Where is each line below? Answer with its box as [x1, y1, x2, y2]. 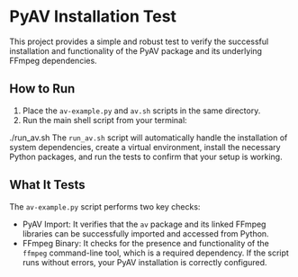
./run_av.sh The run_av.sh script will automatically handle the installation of [9, 132, 288, 143]
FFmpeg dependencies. [9, 55, 97, 66]
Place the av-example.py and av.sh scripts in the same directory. [22, 105, 261, 116]
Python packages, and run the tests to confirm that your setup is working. [9, 151, 283, 162]
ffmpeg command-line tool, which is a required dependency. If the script [22, 247, 290, 258]
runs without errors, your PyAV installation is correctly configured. [22, 256, 267, 267]
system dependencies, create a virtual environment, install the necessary [9, 141, 281, 152]
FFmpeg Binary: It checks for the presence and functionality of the [22, 237, 270, 248]
